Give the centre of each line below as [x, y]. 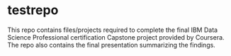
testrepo [33, 10]
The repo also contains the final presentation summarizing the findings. [112, 45]
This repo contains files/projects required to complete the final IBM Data [113, 30]
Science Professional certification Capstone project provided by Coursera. [116, 37]
